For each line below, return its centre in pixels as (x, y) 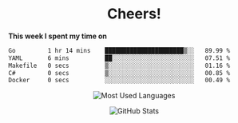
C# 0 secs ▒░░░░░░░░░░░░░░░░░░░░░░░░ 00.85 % (119, 73)
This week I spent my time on (58, 36)
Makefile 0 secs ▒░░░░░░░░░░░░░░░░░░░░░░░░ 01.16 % (119, 65)
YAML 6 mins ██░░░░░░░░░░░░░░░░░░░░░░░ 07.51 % (119, 58)
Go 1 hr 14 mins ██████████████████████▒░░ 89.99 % (119, 50)
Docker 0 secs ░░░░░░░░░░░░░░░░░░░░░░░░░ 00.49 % (119, 81)
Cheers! (134, 14)
